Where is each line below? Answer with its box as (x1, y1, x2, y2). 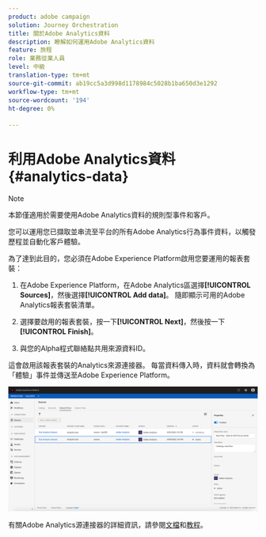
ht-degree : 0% (8, 104, 55, 112)
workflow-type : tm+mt (8, 88, 80, 96)
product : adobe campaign (8, 13, 90, 21)
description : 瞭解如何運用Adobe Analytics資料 (8, 38, 155, 46)
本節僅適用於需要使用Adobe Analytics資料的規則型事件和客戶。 (8, 210, 215, 220)
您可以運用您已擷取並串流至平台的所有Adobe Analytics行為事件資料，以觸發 (8, 227, 256, 236)
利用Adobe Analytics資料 (8, 150, 176, 168)
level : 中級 (8, 63, 45, 71)
